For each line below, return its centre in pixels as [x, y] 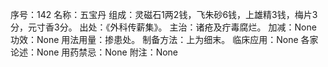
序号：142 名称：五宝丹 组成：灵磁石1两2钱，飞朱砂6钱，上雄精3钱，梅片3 [164, 14]
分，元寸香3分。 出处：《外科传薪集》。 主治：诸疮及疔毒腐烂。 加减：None [163, 27]
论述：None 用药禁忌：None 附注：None [94, 52]
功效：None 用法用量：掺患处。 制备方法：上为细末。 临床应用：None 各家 [164, 39]
